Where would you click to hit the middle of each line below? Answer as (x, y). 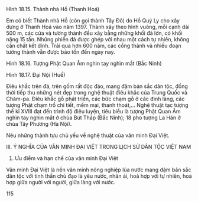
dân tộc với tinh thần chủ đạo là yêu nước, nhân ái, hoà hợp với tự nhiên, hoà (99, 176)
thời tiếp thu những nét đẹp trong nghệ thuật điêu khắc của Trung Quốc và (97, 92)
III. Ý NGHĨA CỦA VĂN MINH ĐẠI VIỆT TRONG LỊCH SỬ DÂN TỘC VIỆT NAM (99, 147)
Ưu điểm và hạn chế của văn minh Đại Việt (66, 158)
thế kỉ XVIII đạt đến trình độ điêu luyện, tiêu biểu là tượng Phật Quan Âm (93, 111)
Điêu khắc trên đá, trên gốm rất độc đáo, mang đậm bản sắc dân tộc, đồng (97, 86)
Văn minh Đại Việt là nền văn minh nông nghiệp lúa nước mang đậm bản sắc (99, 170)
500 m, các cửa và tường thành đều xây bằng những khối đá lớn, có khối (94, 33)
